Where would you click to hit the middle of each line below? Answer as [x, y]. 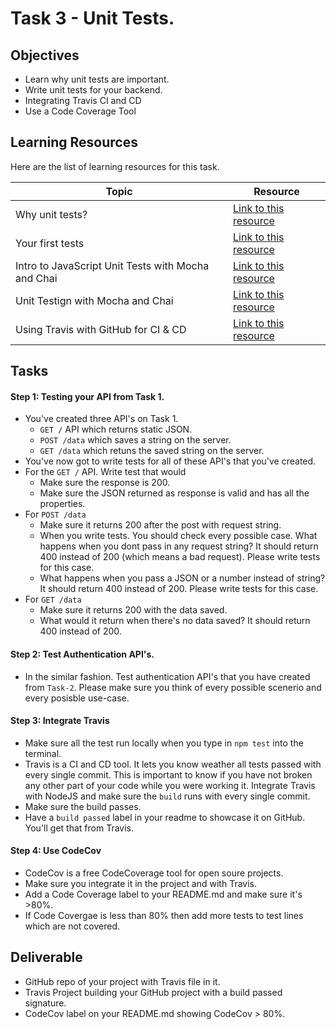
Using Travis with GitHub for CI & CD [101, 329]
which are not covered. [72, 926]
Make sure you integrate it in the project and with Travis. [140, 884]
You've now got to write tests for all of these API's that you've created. [170, 461]
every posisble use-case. [77, 698]
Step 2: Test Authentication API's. [82, 654]
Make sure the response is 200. [105, 483]
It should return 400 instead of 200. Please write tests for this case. [179, 589]
